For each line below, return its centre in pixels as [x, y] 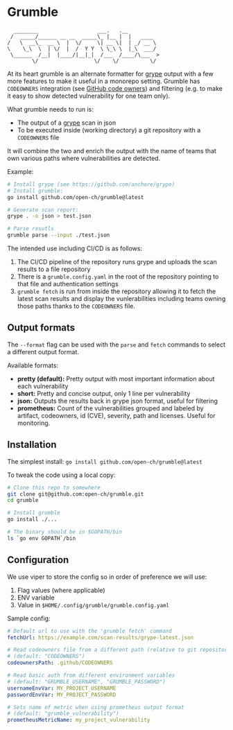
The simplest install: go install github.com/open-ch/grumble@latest [105, 461]
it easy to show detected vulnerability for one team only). [89, 96]
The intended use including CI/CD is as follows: [75, 249]
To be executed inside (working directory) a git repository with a [109, 130]
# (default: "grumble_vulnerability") [63, 714]
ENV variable [36, 598]
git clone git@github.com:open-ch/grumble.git [76, 494]
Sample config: [29, 618]
